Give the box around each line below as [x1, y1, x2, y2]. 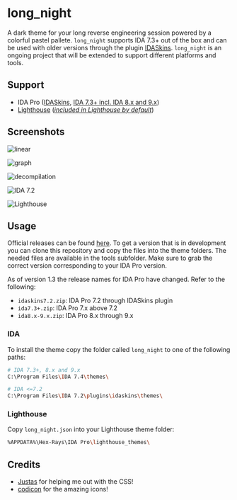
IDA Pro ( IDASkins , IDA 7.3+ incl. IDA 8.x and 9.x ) [17, 98, 160, 106]
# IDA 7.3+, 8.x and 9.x [7, 366, 81, 373]
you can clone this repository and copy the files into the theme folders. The [7, 246, 226, 255]
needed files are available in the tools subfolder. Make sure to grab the [7, 254, 213, 263]
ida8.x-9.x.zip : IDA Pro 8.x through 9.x [17, 312, 134, 320]
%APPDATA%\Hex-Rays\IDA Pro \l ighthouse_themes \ [7, 439, 151, 446]
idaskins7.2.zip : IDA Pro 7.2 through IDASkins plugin [17, 296, 173, 305]
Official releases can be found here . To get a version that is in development [7, 239, 226, 247]
